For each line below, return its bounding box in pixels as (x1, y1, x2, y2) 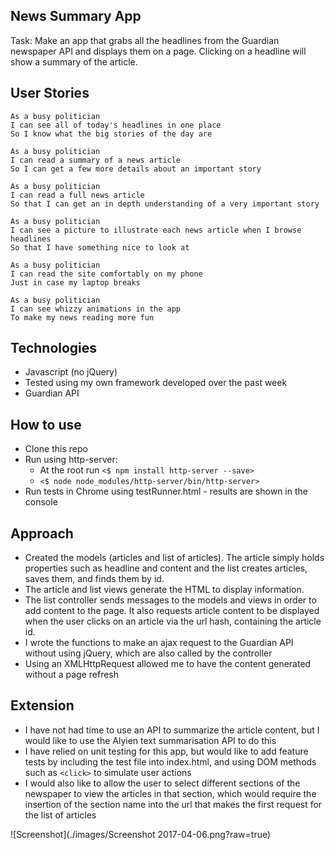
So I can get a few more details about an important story (10, 164, 262, 174)
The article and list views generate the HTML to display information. (24, 584, 305, 596)
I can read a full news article (10, 190, 145, 200)
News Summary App (10, 8, 142, 25)
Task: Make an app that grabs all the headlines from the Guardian (10, 34, 280, 46)
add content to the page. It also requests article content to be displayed (24, 605, 320, 617)
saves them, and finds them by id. (24, 573, 165, 585)
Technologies (10, 340, 98, 357)
